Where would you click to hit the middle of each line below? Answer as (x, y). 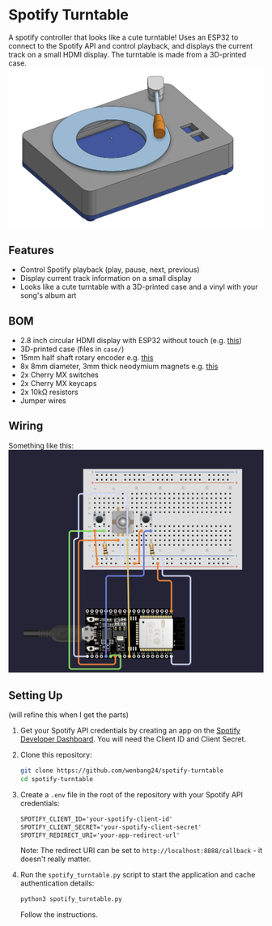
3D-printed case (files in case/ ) (72, 349)
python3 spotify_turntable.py (71, 899)
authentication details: (57, 883)
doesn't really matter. (55, 859)
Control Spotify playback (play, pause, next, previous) (110, 270)
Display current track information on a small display (106, 278)
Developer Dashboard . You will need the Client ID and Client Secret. (133, 739)
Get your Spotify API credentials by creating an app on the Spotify (130, 731)
